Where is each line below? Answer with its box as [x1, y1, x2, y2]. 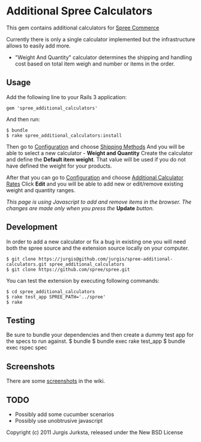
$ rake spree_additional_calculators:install [6, 132, 122, 139]
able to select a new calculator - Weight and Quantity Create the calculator [6, 149, 193, 157]
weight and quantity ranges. [6, 186, 76, 193]
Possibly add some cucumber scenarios [14, 411, 115, 418]
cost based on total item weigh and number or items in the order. [14, 60, 175, 67]
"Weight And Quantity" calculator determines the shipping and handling [14, 53, 192, 61]
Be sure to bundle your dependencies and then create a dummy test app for [6, 331, 194, 339]
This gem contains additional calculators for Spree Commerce [6, 24, 160, 31]
